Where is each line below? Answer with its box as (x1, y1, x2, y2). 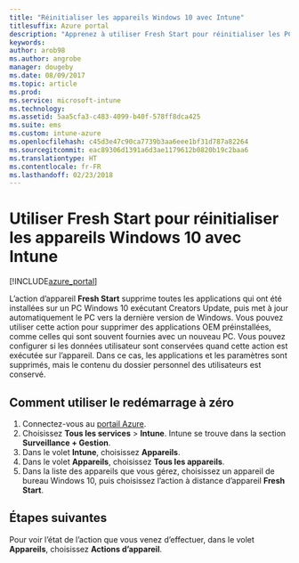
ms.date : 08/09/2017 (9, 71, 86, 80)
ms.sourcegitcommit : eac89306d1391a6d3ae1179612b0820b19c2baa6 (9, 145, 249, 154)
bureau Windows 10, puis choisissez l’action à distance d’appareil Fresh (21, 476, 286, 485)
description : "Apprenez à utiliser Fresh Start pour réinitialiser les (9, 29, 280, 38)
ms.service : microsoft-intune (9, 95, 122, 105)
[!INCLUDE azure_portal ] (9, 276, 98, 287)
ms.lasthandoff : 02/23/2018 (9, 170, 114, 179)
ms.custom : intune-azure (9, 129, 101, 138)
